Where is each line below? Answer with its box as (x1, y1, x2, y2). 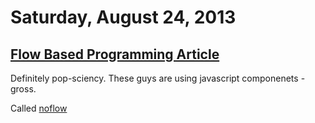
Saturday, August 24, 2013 (10, 6, 237, 29)
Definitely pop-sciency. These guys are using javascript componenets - (10, 72, 306, 84)
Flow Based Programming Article (10, 46, 220, 63)
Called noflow (10, 102, 68, 114)
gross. (10, 83, 37, 95)
